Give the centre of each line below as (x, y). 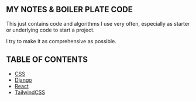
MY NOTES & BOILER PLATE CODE (70, 10)
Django (23, 80)
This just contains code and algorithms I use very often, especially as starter (98, 23)
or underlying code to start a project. (50, 30)
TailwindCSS (30, 92)
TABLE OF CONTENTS (47, 60)
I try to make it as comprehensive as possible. (61, 41)
